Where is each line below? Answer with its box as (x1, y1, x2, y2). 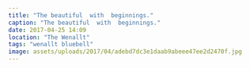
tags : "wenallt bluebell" (8, 41, 93, 48)
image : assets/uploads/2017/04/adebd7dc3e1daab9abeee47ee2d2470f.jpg (8, 48, 243, 55)
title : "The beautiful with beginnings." (8, 11, 154, 20)
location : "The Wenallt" (8, 33, 90, 41)
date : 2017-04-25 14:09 (8, 26, 87, 34)
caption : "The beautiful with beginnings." (8, 19, 161, 27)
